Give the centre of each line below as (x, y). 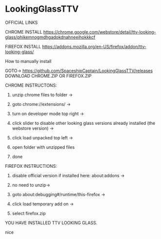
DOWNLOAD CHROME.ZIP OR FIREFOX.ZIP (48, 76)
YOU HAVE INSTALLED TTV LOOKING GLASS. (51, 222)
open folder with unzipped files (43, 147)
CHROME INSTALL (24, 32)
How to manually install (28, 61)
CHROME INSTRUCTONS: (31, 85)
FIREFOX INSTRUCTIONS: (31, 166)
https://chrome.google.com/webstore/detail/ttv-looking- (100, 32)
